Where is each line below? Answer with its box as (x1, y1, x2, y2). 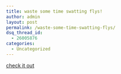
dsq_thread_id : (6, 30, 43, 36)
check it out (6, 62, 35, 69)
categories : (6, 41, 35, 47)
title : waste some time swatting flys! (6, 8, 103, 14)
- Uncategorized (11, 46, 51, 52)
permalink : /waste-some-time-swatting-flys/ (6, 24, 116, 31)
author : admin (6, 14, 41, 20)
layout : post (6, 19, 38, 25)
